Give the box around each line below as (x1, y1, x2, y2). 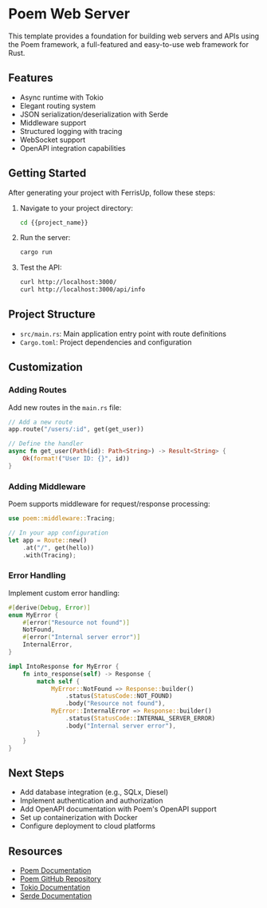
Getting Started (8, 167, 87, 180)
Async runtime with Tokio (19, 93, 104, 102)
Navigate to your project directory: (19, 203, 133, 212)
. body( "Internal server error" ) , (65, 721, 177, 730)
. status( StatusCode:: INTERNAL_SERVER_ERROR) (65, 715, 216, 723)
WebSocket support (19, 135, 86, 144)
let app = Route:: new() (8, 536, 88, 544)
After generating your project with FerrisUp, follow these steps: (8, 188, 215, 197)
